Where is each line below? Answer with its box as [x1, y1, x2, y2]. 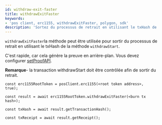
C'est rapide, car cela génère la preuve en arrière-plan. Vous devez [5, 53, 139, 58]
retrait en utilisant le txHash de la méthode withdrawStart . [5, 43, 120, 49]
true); [5, 86, 18, 91]
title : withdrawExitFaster [5, 12, 59, 16]
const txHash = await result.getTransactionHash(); [5, 107, 111, 112]
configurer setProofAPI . [5, 58, 52, 64]
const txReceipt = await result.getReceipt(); [5, 115, 101, 121]
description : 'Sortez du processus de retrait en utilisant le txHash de [5, 25, 157, 30]
